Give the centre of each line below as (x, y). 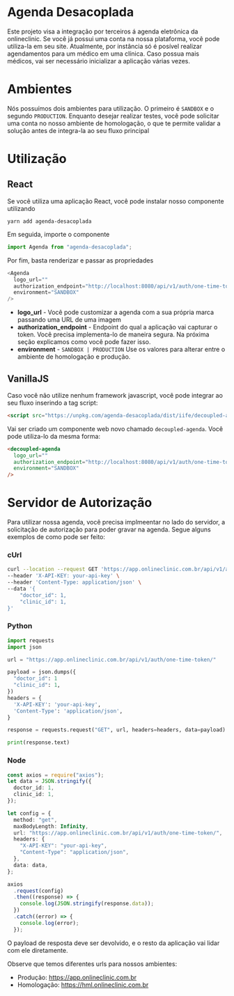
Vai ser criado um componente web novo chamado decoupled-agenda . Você (115, 428)
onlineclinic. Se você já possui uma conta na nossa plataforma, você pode (114, 38)
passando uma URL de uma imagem (69, 320)
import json (24, 647)
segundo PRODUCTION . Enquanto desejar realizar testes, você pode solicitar (113, 116)
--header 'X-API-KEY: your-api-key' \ (63, 576)
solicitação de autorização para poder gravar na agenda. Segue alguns (109, 529)
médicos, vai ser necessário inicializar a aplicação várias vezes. (99, 61)
